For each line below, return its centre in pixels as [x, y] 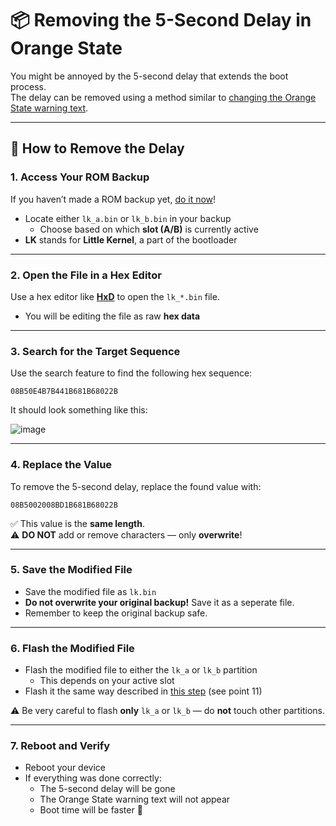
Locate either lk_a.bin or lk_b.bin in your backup [128, 218]
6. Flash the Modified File [72, 648]
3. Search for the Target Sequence [95, 351]
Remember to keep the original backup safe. [116, 613]
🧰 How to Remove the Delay [97, 148]
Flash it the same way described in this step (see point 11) [143, 691]
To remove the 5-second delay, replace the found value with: [136, 486]
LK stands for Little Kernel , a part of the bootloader [131, 239]
